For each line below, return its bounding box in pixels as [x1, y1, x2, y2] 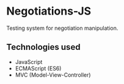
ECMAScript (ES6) [15, 65, 62, 72]
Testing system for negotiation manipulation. [6, 24, 119, 32]
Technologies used [6, 42, 81, 52]
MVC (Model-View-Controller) [15, 71, 91, 79]
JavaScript [15, 58, 43, 65]
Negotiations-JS [6, 4, 92, 18]
